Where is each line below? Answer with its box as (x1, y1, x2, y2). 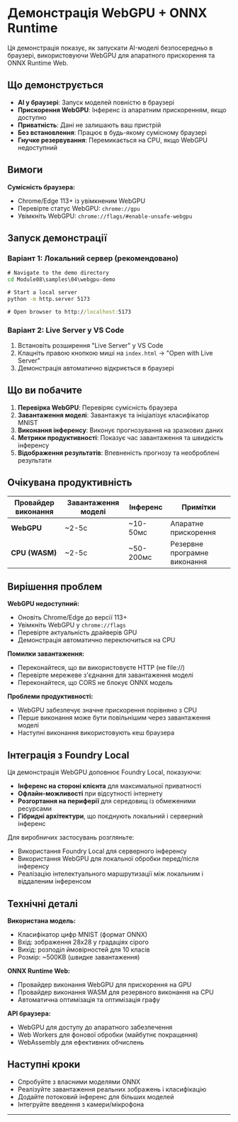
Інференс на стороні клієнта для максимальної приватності (17, 782, 202, 791)
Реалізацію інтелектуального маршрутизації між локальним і (17, 869, 204, 878)
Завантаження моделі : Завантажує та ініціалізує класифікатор (17, 410, 210, 419)
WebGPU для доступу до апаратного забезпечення (17, 1023, 173, 1031)
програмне (170, 548, 209, 558)
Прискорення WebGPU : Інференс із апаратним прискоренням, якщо (17, 105, 227, 114)
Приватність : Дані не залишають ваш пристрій (17, 121, 161, 129)
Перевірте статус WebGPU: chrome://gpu (17, 204, 140, 212)
